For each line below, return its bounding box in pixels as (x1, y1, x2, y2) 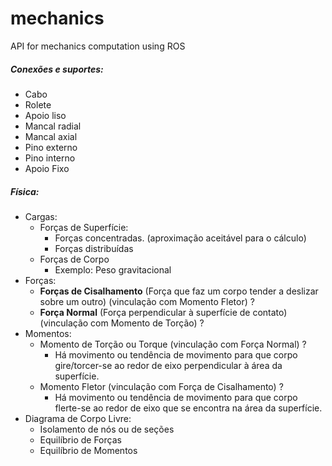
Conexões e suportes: (10, 63, 104, 75)
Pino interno (24, 152, 76, 164)
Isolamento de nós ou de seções (39, 423, 175, 435)
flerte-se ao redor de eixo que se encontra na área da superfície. (54, 402, 323, 414)
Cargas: (24, 210, 58, 222)
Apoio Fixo (24, 162, 70, 174)
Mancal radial (24, 120, 82, 132)
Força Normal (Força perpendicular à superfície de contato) (39, 306, 288, 318)
